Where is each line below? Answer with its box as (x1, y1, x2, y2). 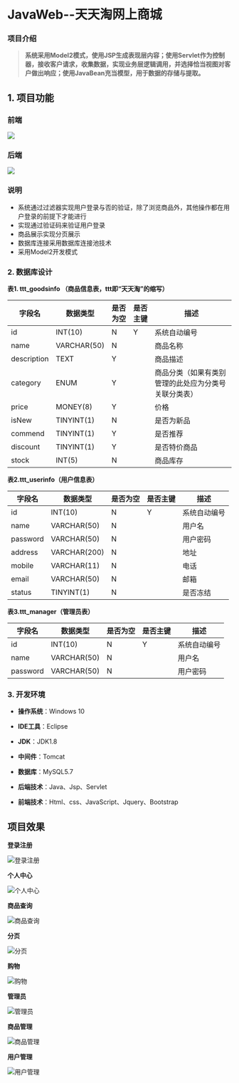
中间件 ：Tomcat (17, 752, 65, 761)
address (11, 547, 38, 557)
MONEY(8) (55, 402, 92, 412)
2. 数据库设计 (7, 267, 53, 277)
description (11, 354, 49, 364)
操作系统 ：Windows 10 (17, 707, 85, 716)
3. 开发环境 (7, 690, 46, 699)
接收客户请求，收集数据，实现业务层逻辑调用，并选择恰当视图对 (37, 60, 225, 68)
